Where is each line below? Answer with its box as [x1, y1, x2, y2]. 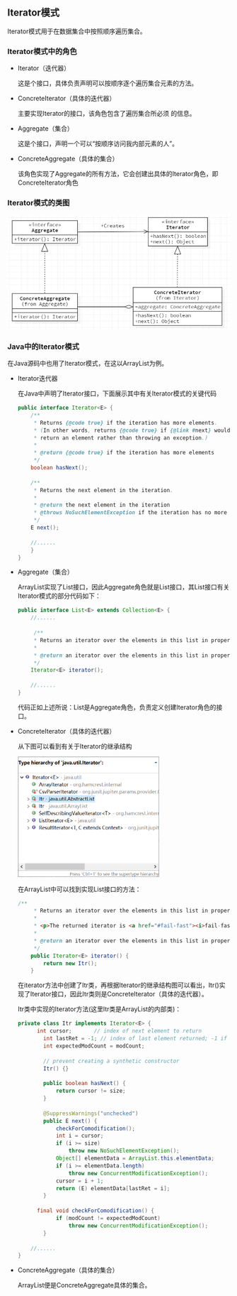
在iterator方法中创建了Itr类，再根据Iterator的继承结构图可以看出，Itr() [17, 981, 219, 989]
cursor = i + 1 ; [55, 1177, 104, 1185]
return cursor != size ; [55, 1087, 126, 1095]
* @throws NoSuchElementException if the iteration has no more [33, 509, 228, 516]
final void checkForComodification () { [36, 1207, 154, 1214]
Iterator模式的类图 [7, 198, 70, 208]
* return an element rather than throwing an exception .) [33, 434, 209, 442]
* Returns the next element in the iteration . [33, 486, 173, 494]
